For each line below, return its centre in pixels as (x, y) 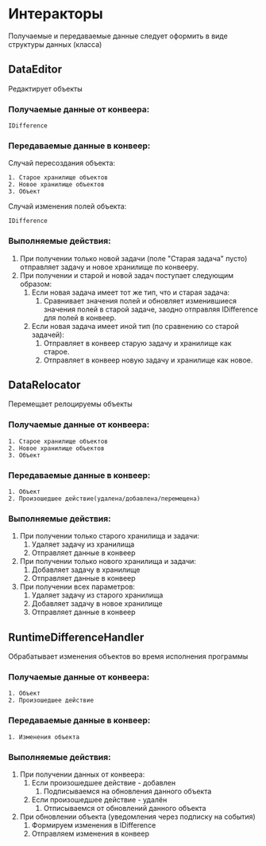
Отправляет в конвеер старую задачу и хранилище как (137, 343)
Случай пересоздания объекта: (62, 163)
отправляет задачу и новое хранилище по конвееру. (109, 267)
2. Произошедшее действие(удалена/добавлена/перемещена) (104, 499)
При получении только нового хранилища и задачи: (108, 562)
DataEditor (35, 70)
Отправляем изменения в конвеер (90, 834)
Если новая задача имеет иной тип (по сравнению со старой (135, 326)
